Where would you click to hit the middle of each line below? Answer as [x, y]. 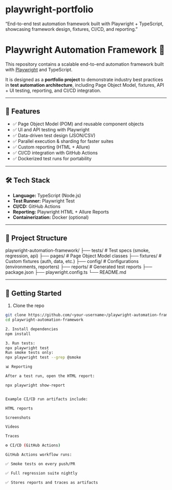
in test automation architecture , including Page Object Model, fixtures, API [85, 85]
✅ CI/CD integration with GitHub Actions [55, 153]
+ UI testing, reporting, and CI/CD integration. [53, 90]
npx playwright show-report [35, 385]
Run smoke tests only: [29, 353]
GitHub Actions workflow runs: [39, 455]
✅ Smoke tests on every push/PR [40, 464]
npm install [18, 334]
